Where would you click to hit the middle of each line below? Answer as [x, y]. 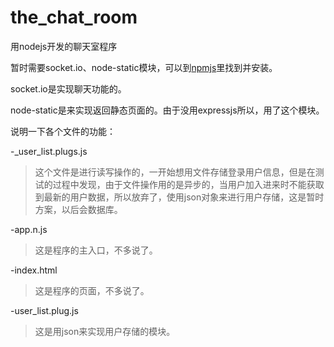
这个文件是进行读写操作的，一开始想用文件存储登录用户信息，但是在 [175, 172]
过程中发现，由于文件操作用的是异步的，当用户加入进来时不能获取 [188, 184]
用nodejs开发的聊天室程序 [64, 46]
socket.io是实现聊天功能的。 [68, 88]
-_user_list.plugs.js [49, 151]
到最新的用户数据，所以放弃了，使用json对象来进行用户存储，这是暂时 [179, 197]
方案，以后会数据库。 [78, 209]
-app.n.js [29, 229]
